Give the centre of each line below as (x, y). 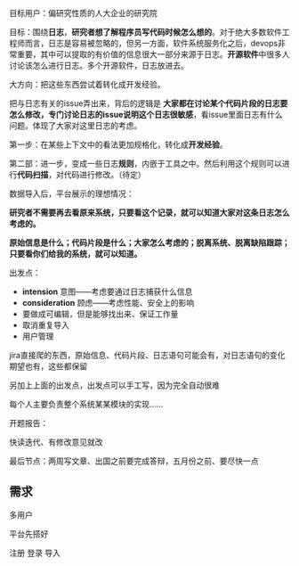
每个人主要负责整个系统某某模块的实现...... (86, 404)
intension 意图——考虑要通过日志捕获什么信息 (107, 291)
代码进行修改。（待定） (105, 175)
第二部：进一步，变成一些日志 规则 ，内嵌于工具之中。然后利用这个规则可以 (145, 164)
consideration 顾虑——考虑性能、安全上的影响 (108, 303)
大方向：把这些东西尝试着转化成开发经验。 (87, 84)
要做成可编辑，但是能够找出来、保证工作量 (100, 314)
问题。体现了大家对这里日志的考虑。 (76, 126)
